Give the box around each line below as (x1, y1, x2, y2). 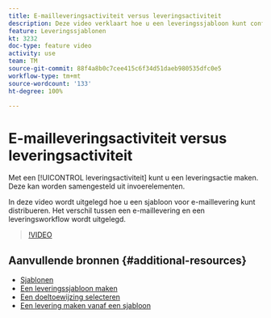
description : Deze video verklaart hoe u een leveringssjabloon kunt (8, 19, 248, 28)
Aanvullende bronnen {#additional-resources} (8, 253, 248, 267)
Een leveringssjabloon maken (19, 284, 119, 294)
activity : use (8, 49, 56, 57)
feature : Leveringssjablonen (8, 27, 106, 35)
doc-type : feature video (8, 42, 92, 50)
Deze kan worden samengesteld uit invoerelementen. (8, 181, 186, 191)
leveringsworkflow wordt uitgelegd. (8, 214, 127, 224)
